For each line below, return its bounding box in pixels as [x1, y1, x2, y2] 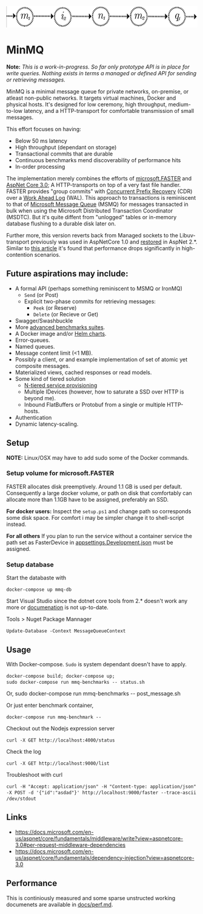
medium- [168, 100, 191, 108]
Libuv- [179, 231, 196, 239]
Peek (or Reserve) [33, 304, 77, 312]
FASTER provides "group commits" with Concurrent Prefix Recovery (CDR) [6, 188, 193, 195]
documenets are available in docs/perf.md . [6, 901, 113, 908]
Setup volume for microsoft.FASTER [6, 469, 115, 477]
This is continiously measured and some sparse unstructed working [6, 894, 176, 901]
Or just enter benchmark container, [6, 701, 94, 709]
